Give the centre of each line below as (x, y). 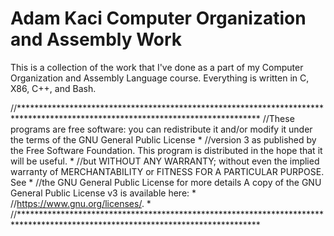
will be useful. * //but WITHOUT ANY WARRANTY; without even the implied (165, 161)
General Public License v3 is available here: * (103, 193)
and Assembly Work (96, 39)
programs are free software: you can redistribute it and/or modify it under (161, 129)
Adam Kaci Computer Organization (158, 18)
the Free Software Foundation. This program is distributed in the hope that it (166, 150)
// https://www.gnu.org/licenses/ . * (81, 203)
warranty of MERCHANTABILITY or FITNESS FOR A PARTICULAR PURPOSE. (167, 171)
